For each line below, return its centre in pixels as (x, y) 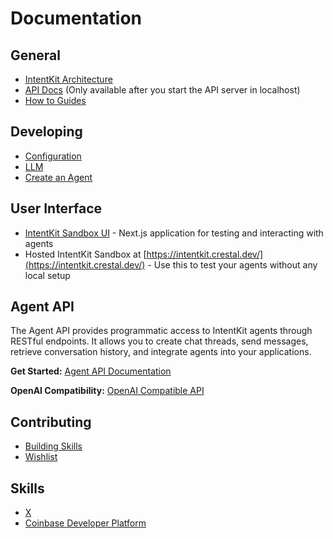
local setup (47, 275)
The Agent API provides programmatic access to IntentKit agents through (161, 331)
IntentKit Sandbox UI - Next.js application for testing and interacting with (174, 233)
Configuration (53, 156)
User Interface (56, 208)
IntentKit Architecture (68, 79)
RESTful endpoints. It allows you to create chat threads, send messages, (159, 341)
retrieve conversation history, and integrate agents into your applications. (161, 352)
